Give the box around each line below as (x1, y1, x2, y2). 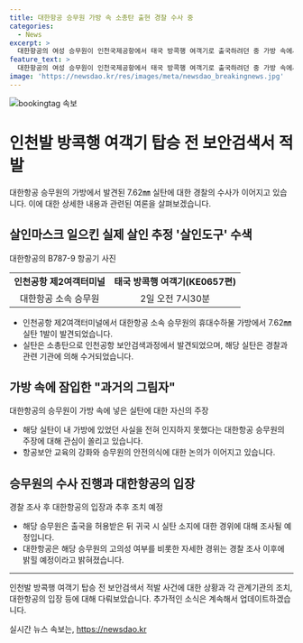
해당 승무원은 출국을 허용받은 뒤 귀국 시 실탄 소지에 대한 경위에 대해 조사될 (22, 520, 282, 532)
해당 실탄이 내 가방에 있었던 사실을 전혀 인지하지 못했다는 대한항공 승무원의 (22, 425, 286, 436)
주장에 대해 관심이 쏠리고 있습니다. (22, 436, 143, 446)
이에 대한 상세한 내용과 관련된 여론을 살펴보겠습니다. (28, 197, 212, 208)
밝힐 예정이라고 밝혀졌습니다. (22, 555, 124, 565)
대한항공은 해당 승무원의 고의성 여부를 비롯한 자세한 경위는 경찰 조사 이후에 (22, 543, 286, 555)
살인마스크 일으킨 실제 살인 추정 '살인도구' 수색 (9, 227, 252, 243)
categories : (9, 22, 54, 31)
